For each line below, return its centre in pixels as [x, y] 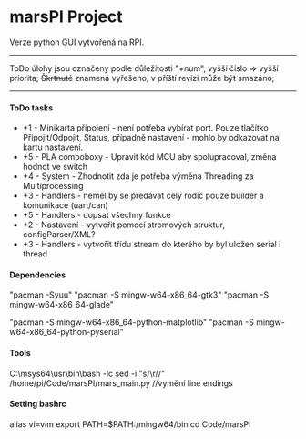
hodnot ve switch [55, 167]
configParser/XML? [59, 235]
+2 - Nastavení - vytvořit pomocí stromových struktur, [124, 225]
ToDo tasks [31, 108]
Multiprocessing [53, 186]
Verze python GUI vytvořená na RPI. [77, 42]
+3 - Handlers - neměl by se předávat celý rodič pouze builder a [143, 196]
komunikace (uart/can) [66, 205]
